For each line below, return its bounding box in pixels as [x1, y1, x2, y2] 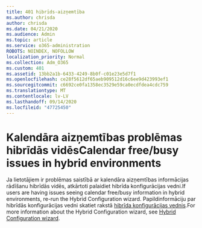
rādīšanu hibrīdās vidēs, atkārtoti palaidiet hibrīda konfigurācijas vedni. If [6, 183, 186, 190]
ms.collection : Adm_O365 [6, 59, 69, 65]
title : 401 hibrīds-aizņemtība [6, 8, 85, 15]
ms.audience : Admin [6, 31, 55, 37]
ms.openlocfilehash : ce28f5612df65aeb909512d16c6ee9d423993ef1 [6, 76, 169, 82]
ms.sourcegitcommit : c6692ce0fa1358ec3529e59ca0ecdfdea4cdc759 [6, 82, 169, 88]
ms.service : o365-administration [6, 43, 90, 49]
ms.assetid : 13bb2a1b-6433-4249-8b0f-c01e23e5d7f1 [6, 71, 136, 77]
